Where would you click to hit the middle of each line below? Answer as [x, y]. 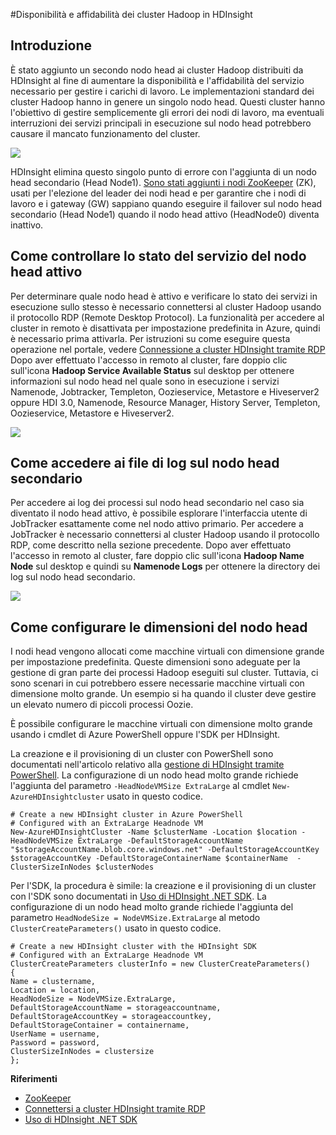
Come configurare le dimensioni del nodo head [159, 627]
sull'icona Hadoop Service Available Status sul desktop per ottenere [152, 370]
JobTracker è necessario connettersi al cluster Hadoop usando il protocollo [165, 535]
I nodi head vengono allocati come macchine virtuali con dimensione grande [167, 651]
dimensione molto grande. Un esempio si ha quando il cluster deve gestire [163, 694]
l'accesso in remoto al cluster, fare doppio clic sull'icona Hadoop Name [157, 556]
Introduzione [51, 45]
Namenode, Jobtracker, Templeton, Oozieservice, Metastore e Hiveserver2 [165, 391]
